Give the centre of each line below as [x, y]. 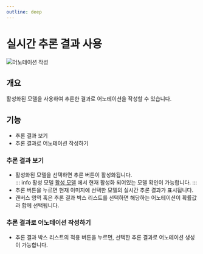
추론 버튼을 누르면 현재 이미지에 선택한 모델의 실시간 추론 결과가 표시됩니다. [104, 190]
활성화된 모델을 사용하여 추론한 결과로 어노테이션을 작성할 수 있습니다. [89, 99]
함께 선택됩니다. [40, 205]
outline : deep [24, 12]
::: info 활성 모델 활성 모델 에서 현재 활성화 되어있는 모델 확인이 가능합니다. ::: [106, 183]
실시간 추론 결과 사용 [54, 44]
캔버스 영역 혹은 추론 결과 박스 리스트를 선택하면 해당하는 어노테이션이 [98, 198]
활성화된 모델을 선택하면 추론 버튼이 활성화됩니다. [74, 175]
